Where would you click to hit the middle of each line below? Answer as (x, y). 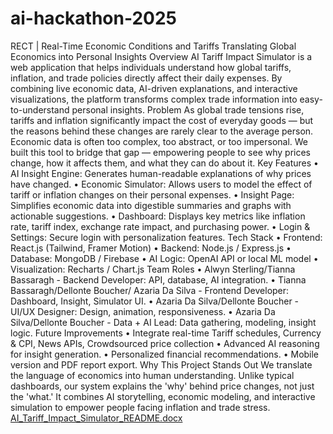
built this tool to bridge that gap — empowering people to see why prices (160, 152)
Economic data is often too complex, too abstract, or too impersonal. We (159, 141)
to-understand (40, 109)
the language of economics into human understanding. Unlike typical (152, 375)
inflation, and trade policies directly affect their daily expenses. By (146, 78)
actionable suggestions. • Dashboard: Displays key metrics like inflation (158, 216)
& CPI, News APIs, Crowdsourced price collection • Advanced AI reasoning (165, 343)
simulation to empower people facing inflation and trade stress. (140, 407)
